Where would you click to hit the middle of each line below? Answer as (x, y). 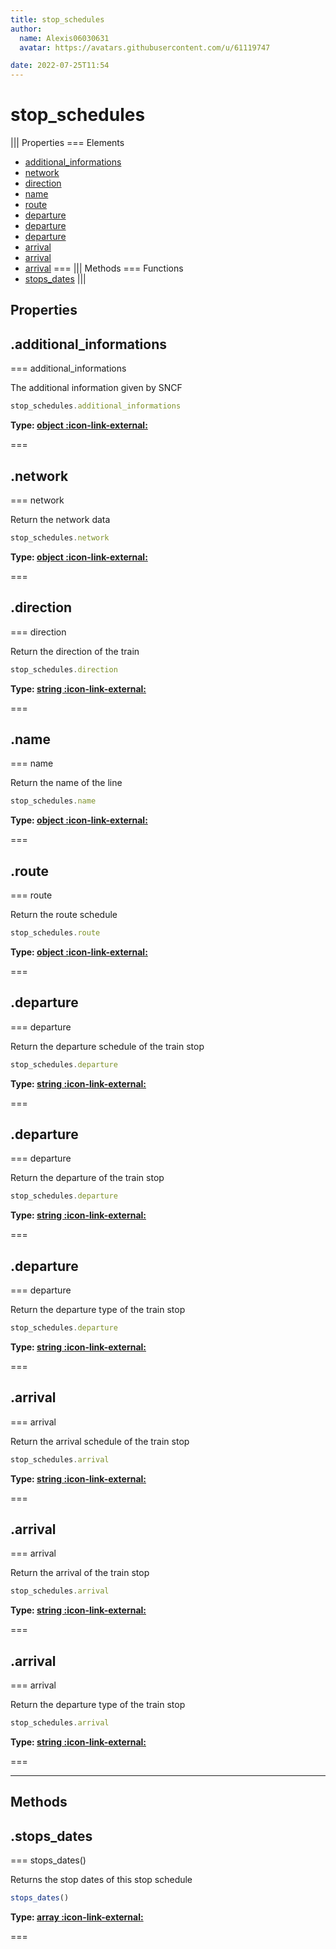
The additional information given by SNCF (96, 388)
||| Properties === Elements (67, 143)
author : (26, 29)
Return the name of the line (66, 783)
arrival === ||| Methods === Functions (104, 268)
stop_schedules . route (55, 933)
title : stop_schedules (57, 19)
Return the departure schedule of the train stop (107, 1046)
